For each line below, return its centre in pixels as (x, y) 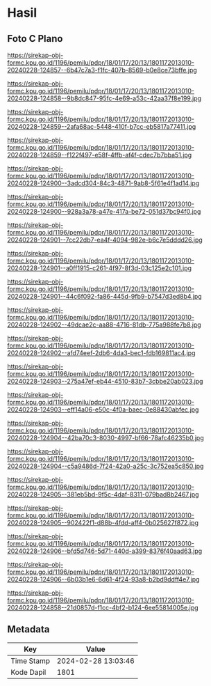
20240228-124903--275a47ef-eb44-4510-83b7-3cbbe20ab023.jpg (105, 381)
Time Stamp (31, 661)
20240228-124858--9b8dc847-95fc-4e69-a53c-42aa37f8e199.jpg (104, 98)
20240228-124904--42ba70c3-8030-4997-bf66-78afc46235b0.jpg (106, 438)
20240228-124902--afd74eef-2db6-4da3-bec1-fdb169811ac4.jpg (101, 353)
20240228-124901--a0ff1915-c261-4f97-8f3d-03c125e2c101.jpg (100, 268)
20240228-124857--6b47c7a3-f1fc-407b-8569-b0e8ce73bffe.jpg (102, 70)
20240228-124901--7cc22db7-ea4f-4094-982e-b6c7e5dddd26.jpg (105, 240)
